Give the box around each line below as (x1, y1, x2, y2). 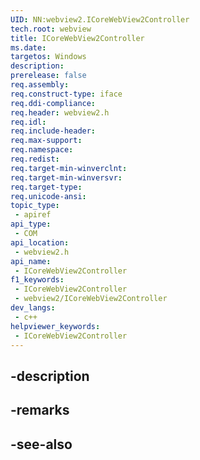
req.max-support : (10, 136, 83, 146)
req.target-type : (10, 182, 83, 192)
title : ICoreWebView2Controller (10, 33, 145, 43)
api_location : (10, 237, 70, 248)
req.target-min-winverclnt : (10, 163, 128, 173)
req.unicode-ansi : (10, 191, 87, 201)
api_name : (10, 256, 52, 266)
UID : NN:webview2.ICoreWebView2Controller (10, 14, 190, 25)
